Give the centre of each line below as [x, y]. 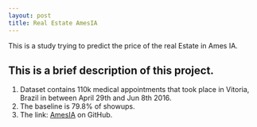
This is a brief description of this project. [111, 70]
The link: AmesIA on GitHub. [66, 115]
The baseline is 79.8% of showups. [77, 106]
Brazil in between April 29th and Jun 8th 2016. [95, 98]
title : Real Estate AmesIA [53, 23]
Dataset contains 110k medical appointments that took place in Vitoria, [134, 90]
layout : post [30, 15]
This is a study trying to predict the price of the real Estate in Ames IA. [123, 45]
